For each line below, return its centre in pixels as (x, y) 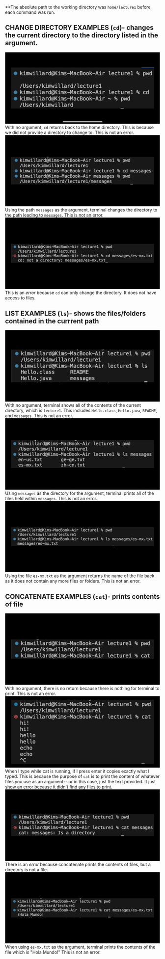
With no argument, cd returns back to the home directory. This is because (80, 127)
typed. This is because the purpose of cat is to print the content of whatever (82, 776)
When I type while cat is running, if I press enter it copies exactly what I (77, 771)
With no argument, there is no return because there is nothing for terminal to (82, 689)
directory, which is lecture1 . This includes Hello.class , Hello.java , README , (81, 410)
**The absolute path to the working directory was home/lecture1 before (78, 7)
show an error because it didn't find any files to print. (59, 787)
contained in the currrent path (52, 321)
